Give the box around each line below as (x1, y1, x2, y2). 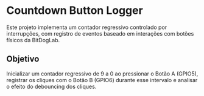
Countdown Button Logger (6, 4, 143, 18)
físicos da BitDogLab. (6, 36, 60, 43)
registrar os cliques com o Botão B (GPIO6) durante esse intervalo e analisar (6, 76, 198, 83)
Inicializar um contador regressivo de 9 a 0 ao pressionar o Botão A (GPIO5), (6, 70, 199, 77)
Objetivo (6, 54, 40, 64)
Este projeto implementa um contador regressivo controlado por (6, 24, 167, 31)
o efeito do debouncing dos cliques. (6, 83, 97, 90)
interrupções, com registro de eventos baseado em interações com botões (6, 30, 194, 37)
